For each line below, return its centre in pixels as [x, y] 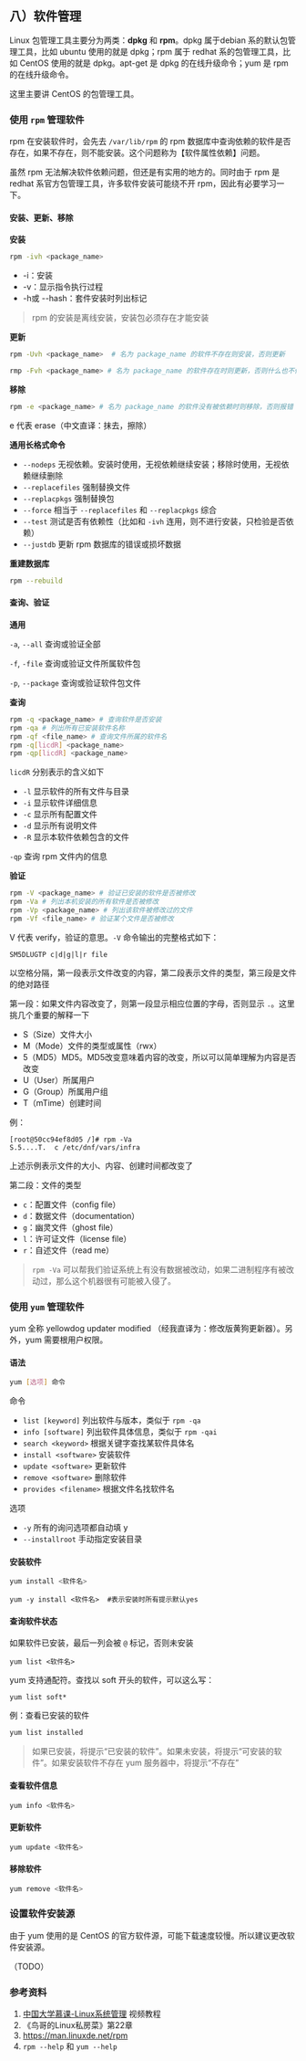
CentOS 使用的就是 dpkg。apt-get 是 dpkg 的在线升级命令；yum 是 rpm [154, 63]
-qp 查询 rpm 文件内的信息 [58, 857]
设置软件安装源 [42, 1914]
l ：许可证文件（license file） [77, 1238]
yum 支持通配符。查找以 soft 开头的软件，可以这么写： [112, 1680]
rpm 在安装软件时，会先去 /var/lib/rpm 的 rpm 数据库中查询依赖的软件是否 [150, 142]
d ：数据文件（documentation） [81, 1215]
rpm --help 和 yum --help [70, 2046]
